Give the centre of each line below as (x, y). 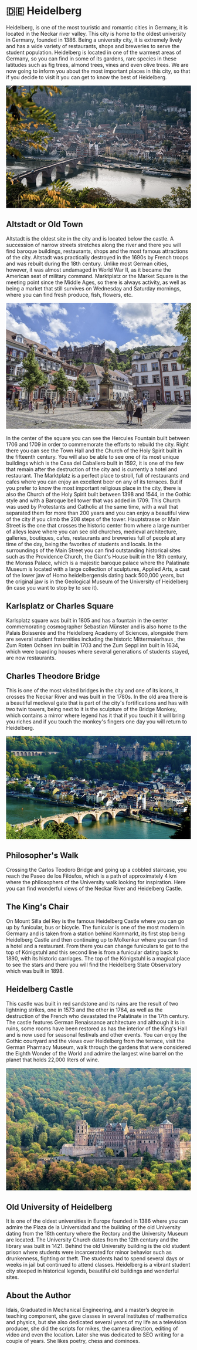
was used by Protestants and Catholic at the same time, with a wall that (92, 507)
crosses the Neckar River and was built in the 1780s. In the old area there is (97, 696)
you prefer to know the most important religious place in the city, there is (94, 488)
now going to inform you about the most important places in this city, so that (98, 71)
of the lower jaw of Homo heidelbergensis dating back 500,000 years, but (95, 576)
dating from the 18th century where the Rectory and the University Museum (97, 1234)
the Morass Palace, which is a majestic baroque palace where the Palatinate (98, 563)
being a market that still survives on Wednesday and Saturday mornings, (94, 288)
